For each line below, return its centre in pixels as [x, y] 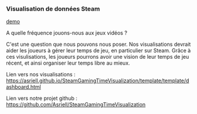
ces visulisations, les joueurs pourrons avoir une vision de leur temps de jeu [98, 57]
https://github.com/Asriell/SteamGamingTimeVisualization [76, 105]
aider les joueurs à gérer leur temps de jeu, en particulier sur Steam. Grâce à [98, 51]
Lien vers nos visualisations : [41, 75]
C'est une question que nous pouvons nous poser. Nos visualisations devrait [98, 44]
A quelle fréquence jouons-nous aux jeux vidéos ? [67, 33]
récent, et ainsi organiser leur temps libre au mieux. [68, 63]
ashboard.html [23, 87]
